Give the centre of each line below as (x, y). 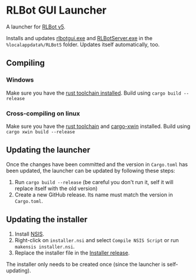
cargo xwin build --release (41, 132)
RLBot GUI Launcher (56, 10)
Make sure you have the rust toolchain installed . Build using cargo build (94, 93)
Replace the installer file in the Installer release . (72, 253)
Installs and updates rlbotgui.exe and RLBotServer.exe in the (79, 38)
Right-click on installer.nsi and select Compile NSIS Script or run (97, 240)
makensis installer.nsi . (45, 246)
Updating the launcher (48, 150)
